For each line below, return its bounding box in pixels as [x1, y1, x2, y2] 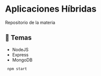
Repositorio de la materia [5, 19, 55, 25]
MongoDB [12, 57, 33, 63]
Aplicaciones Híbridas [5, 3, 97, 15]
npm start [7, 66, 27, 71]
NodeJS [12, 46, 29, 52]
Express [12, 52, 29, 57]
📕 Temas [5, 34, 32, 42]
